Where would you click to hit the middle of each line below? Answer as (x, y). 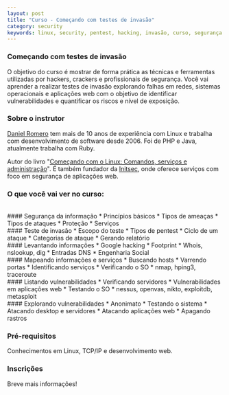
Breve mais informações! (42, 384)
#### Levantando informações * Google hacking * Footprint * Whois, (105, 245)
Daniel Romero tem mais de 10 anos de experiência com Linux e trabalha (110, 133)
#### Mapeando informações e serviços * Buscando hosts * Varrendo (107, 260)
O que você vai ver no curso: (56, 194)
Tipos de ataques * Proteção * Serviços (63, 223)
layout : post (26, 13)
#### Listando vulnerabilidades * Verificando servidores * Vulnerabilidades (114, 282)
